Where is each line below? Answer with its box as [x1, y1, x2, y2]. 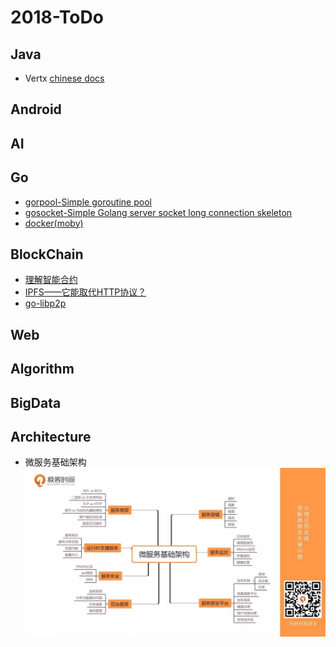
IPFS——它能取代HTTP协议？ [24, 286, 147, 298]
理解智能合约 [24, 274, 78, 286]
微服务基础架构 [24, 456, 87, 468]
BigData [10, 394, 62, 411]
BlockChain [10, 246, 84, 263]
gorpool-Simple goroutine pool [24, 196, 152, 208]
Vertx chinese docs [24, 72, 105, 84]
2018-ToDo [10, 6, 104, 29]
